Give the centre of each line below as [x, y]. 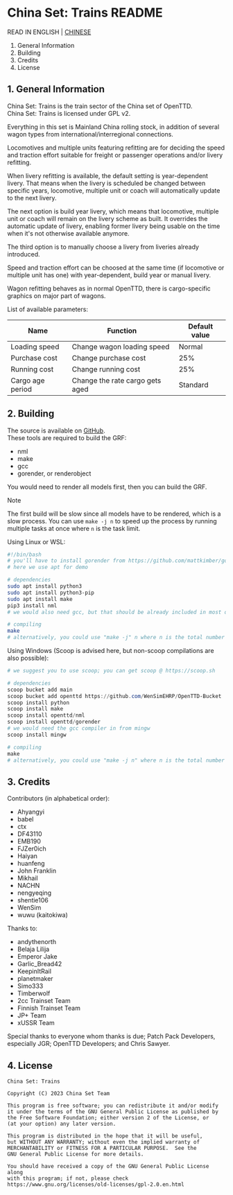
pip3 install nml [32, 605]
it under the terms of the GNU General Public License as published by [113, 1112]
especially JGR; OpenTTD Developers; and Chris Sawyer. [89, 1044]
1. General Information [56, 89]
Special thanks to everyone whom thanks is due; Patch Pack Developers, [111, 1036]
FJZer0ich [32, 849]
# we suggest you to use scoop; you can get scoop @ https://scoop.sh [111, 671]
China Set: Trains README [85, 13]
